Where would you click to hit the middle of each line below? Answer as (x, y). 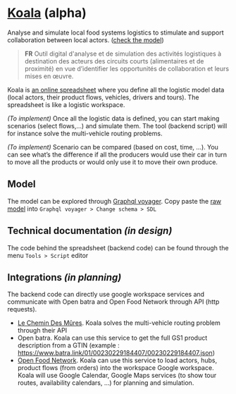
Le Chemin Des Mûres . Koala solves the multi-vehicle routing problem (119, 323)
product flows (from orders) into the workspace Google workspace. (116, 368)
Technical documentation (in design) (90, 231)
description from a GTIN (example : (68, 345)
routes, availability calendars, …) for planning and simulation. (106, 383)
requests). (22, 309)
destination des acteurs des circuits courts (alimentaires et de (114, 61)
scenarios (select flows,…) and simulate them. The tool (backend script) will (117, 125)
